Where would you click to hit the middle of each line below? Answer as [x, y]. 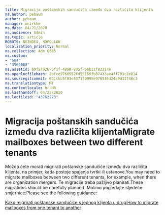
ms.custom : [16, 56]
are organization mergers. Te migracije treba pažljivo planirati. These [74, 182]
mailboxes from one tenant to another [43, 208]
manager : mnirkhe [23, 23]
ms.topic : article [24, 38]
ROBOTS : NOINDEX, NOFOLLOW [33, 42]
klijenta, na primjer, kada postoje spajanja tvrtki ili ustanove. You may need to [82, 172]
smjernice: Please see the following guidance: [51, 193]
